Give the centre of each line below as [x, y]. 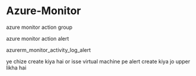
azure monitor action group [39, 27]
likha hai [16, 67]
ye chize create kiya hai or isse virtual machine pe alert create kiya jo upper [98, 61]
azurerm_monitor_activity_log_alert [49, 50]
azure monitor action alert [38, 38]
